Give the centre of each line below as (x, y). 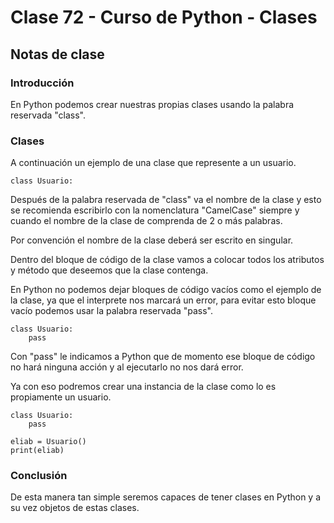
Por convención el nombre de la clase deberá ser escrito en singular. (152, 240)
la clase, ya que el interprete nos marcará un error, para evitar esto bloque (163, 300)
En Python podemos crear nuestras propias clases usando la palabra (152, 104)
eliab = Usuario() (48, 442)
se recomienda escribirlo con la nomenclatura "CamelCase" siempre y (155, 210)
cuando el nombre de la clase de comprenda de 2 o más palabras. (146, 221)
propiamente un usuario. (61, 397)
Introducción (42, 83)
